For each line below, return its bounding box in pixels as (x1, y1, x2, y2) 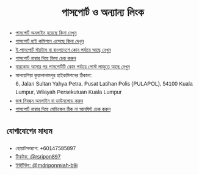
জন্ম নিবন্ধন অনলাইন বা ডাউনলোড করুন (15, 97, 84, 104)
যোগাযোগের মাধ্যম (6, 126, 52, 136)
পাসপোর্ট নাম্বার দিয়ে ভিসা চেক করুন (15, 55, 76, 61)
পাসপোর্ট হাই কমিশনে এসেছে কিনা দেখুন (15, 38, 84, 45)
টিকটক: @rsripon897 (15, 153, 61, 160)
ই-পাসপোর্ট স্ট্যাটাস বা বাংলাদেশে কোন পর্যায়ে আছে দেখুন (15, 46, 111, 53)
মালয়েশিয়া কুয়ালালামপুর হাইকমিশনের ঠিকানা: (15, 72, 92, 78)
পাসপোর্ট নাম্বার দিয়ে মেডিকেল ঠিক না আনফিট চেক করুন (15, 106, 111, 113)
